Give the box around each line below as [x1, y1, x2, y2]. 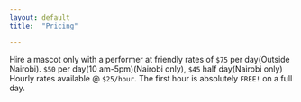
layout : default [9, 13, 70, 22]
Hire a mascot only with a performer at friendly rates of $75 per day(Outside [9, 54, 290, 64]
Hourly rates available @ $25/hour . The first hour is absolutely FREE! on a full [9, 72, 293, 83]
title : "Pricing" [9, 21, 78, 30]
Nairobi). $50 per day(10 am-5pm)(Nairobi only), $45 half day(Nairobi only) [9, 64, 283, 74]
